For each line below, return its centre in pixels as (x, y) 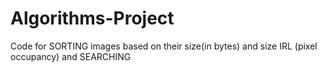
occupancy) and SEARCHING (71, 56)
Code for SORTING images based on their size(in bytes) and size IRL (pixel (164, 46)
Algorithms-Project (92, 18)
